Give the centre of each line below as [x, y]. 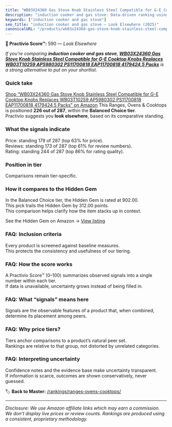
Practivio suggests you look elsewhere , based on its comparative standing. [85, 116]
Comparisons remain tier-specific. [41, 176]
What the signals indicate [38, 130]
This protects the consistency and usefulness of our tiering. [68, 251]
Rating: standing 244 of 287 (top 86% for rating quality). [65, 151]
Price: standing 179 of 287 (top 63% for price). [54, 140]
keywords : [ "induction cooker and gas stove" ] [56, 19]
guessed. [15, 381]
